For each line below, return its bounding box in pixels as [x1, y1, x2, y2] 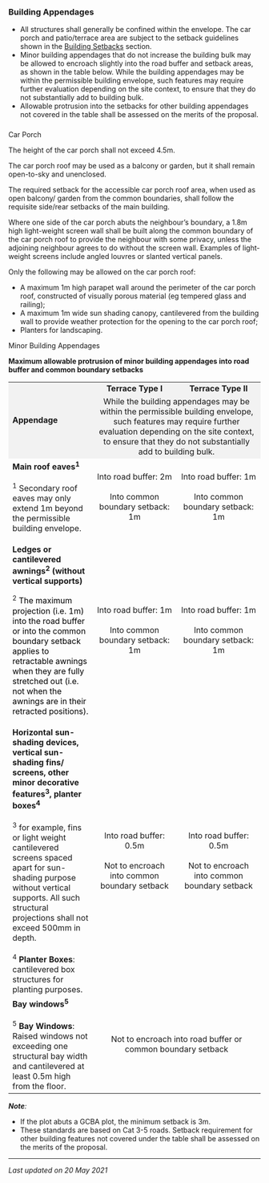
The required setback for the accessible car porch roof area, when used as [8, 185, 256, 195]
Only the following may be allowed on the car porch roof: [8, 267, 196, 277]
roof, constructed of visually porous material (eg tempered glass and [19, 291, 247, 301]
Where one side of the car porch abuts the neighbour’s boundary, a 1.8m [8, 217, 248, 227]
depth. [12, 932, 37, 943]
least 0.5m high [12, 1070, 71, 1081]
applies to [12, 645, 50, 656]
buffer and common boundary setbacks [8, 365, 144, 375]
